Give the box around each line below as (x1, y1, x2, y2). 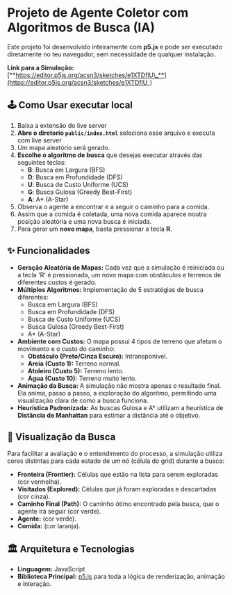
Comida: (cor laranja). (17, 522, 81, 530)
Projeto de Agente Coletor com (7, 5, 189, 21)
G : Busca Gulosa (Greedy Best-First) (27, 188, 133, 196)
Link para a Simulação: (7, 63, 74, 72)
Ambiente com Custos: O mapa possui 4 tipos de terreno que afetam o (17, 337, 222, 345)
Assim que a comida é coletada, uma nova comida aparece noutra (17, 210, 207, 218)
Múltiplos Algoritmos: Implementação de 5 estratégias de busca (17, 285, 204, 293)
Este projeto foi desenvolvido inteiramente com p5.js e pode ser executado (7, 42, 222, 51)
